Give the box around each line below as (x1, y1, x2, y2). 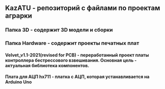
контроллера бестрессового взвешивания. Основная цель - (5, 57, 137, 63)
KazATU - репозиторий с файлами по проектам (5, 4, 161, 12)
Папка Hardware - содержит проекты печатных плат (5, 40, 140, 46)
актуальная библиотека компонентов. (5, 62, 89, 68)
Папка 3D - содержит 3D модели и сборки (5, 27, 113, 34)
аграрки (5, 12, 32, 20)
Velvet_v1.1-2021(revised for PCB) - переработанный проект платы (5, 52, 149, 58)
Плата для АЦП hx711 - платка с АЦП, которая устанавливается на (5, 74, 150, 80)
